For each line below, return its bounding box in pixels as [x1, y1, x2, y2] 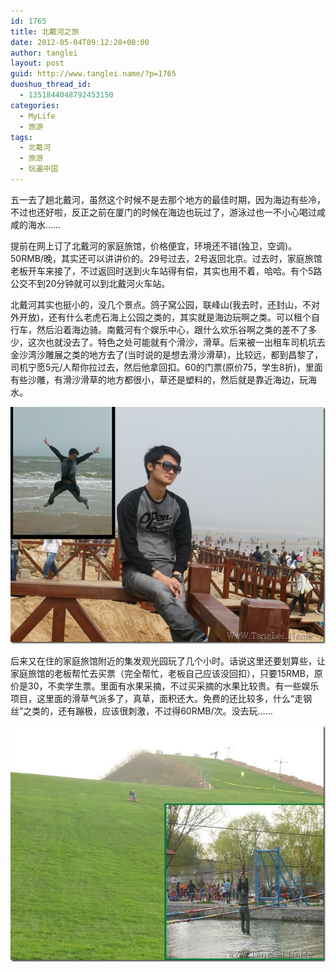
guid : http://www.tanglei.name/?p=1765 [10, 69, 177, 79]
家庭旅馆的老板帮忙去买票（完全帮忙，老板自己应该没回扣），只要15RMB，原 [10, 667, 323, 679]
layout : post [10, 58, 65, 69]
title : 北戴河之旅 [10, 26, 80, 37]
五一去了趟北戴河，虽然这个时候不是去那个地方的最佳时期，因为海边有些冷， [10, 193, 326, 205]
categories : [10, 100, 60, 110]
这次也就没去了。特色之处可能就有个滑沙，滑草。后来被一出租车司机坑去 [27, 336, 326, 348]
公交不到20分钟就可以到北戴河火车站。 [10, 277, 171, 289]
